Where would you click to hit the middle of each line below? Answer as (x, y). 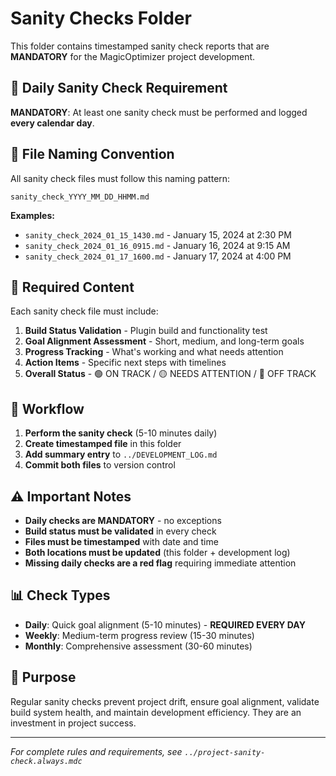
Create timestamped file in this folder (103, 444)
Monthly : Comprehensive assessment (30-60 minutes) (138, 646)
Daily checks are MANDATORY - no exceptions (123, 520)
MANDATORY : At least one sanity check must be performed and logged (159, 112)
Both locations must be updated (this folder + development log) (157, 552)
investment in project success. (73, 723)
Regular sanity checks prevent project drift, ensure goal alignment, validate (165, 701)
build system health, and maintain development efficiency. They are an (156, 712)
